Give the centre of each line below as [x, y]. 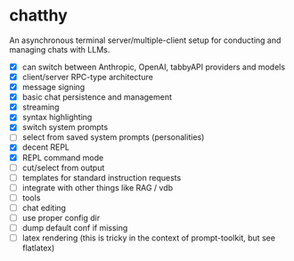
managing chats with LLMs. [60, 49]
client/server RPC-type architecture [87, 77]
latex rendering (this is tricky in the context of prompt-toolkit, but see [149, 238]
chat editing [44, 208]
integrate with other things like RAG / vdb [98, 187]
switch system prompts [65, 127]
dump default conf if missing [75, 227]
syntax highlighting [57, 118]
